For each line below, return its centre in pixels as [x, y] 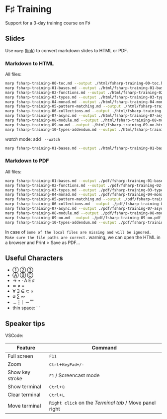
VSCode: [14, 335]
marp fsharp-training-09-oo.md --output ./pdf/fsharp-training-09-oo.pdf [83, 218]
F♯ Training [29, 9]
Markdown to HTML [30, 63]
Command [104, 348]
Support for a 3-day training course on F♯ [48, 23]
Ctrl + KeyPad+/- [67, 364]
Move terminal [24, 406]
